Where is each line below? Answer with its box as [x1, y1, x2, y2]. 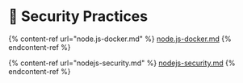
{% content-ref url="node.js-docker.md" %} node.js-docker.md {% [8, 34, 232, 44]
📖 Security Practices [8, 7, 148, 26]
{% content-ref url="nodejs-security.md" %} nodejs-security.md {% [8, 58, 236, 68]
